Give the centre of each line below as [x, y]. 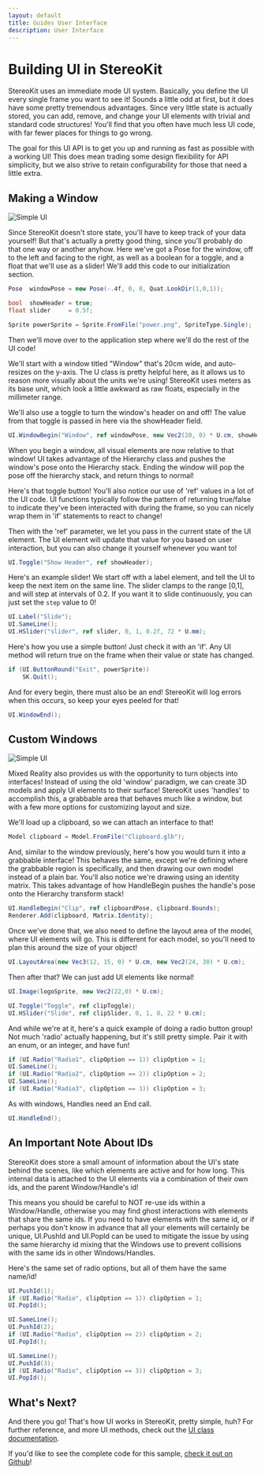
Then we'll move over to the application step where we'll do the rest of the [129, 339]
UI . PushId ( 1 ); [32, 1291]
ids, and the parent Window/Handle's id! [74, 1187]
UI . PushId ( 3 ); [32, 1363]
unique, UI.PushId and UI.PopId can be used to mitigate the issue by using [129, 1236]
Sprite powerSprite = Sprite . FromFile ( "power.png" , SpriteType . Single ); [130, 324]
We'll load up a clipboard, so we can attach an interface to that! [111, 822]
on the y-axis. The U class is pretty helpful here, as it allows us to [139, 372]
